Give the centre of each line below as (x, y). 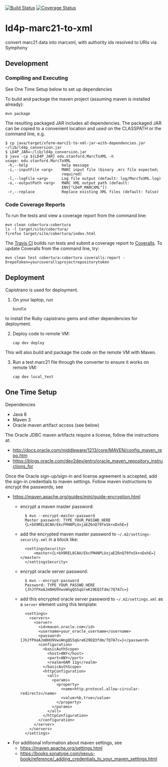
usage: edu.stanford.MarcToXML (38, 161)
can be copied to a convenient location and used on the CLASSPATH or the (83, 128)
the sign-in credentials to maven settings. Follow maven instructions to (79, 481)
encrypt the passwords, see (34, 487)
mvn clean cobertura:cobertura (38, 225)
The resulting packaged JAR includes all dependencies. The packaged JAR (83, 123)
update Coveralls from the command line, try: (52, 248)
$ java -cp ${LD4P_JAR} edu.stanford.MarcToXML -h (60, 156)
